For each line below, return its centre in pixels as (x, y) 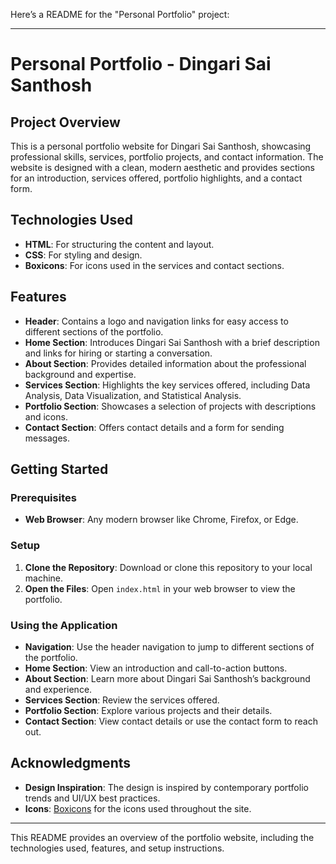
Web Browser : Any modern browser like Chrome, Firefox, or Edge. (161, 520)
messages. (47, 438)
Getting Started (59, 469)
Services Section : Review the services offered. (122, 700)
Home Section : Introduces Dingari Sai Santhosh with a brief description (172, 342)
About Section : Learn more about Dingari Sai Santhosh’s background (167, 678)
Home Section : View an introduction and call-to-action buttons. (156, 668)
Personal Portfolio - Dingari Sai (141, 64)
